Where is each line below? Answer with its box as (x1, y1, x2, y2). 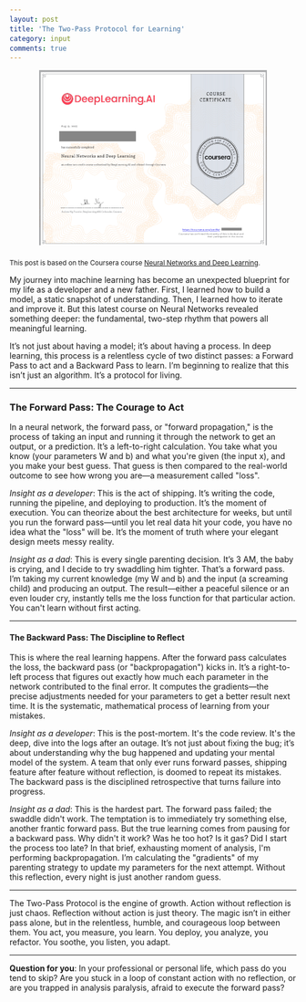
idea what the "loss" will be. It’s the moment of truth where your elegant (9, 526, 280, 538)
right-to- (258, 662, 291, 673)
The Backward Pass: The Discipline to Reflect (9, 631, 185, 642)
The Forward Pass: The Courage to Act (9, 401, 185, 413)
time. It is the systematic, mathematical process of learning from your (9, 701, 270, 712)
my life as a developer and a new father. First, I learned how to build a (9, 284, 270, 295)
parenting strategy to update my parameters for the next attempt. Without (9, 862, 286, 873)
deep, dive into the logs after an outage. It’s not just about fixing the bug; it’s (9, 737, 295, 748)
